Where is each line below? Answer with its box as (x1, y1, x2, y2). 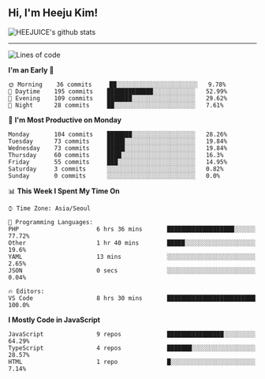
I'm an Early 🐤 (8, 65, 54, 74)
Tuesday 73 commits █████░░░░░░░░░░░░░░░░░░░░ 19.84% (8, 137, 227, 145)
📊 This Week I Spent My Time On (8, 186, 120, 196)
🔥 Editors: (8, 287, 45, 295)
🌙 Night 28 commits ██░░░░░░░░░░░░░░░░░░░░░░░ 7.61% (8, 101, 224, 109)
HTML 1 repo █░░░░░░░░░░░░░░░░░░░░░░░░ (8, 358, 256, 366)
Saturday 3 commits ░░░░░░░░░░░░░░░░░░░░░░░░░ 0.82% (8, 165, 224, 173)
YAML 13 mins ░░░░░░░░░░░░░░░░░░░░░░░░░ (8, 253, 256, 261)
